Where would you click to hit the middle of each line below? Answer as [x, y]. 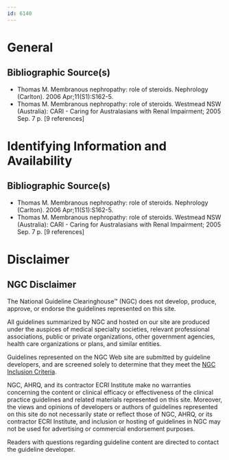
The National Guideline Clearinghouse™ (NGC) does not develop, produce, [112, 301]
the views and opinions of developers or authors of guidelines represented [112, 406]
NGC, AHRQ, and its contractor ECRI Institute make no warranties [99, 384]
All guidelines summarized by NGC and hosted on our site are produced [109, 322]
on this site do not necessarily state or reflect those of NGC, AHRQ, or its [110, 414]
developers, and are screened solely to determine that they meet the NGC [111, 364]
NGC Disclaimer [42, 285]
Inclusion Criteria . [32, 371]
